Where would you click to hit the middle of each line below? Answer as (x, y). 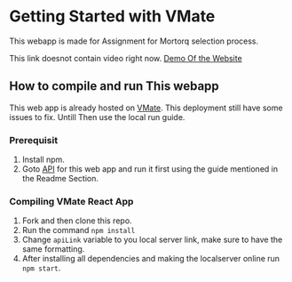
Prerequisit (34, 140)
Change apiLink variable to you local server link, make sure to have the (152, 240)
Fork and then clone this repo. (77, 221)
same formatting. (53, 249)
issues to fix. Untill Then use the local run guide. (97, 117)
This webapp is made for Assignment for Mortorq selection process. (134, 41)
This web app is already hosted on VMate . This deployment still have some (146, 108)
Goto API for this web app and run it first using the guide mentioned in (150, 169)
